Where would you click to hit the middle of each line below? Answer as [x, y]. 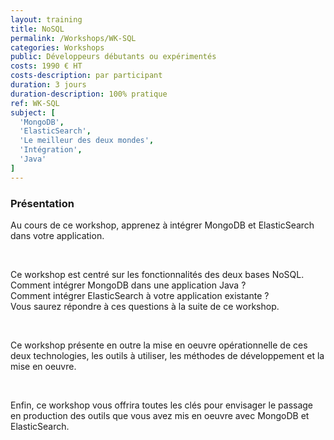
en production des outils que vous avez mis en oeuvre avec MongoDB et [160, 415]
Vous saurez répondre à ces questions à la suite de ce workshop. [145, 306]
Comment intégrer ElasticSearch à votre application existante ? [140, 295]
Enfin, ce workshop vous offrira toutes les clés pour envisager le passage [162, 405]
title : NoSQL [37, 29]
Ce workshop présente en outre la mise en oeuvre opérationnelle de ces [159, 345]
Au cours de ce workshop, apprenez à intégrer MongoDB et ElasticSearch [162, 225]
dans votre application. [57, 235]
